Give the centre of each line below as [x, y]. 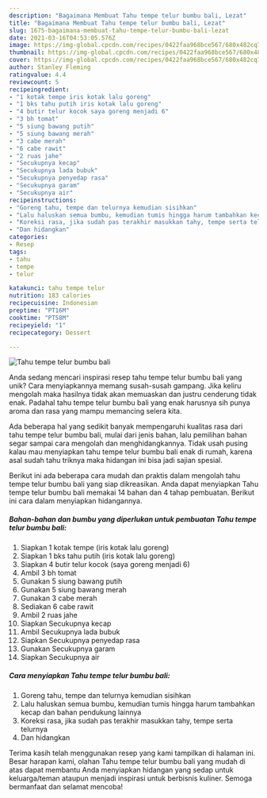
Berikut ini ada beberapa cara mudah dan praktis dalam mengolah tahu [125, 476]
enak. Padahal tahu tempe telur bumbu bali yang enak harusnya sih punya [130, 403]
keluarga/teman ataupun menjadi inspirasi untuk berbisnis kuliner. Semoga [131, 778]
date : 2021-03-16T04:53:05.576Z [62, 38]
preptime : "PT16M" [39, 310]
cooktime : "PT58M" [39, 318]
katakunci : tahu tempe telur [57, 288]
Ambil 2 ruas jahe [49, 615]
